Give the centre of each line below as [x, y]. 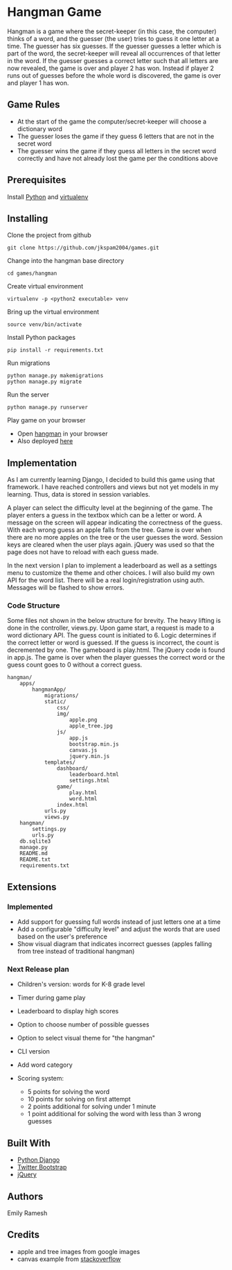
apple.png [83, 720]
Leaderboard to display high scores [68, 1011]
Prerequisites [37, 180]
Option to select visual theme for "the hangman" [86, 1038]
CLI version [34, 1052]
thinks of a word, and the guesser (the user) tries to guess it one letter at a [113, 38]
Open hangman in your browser [62, 434]
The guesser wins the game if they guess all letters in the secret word [117, 151]
